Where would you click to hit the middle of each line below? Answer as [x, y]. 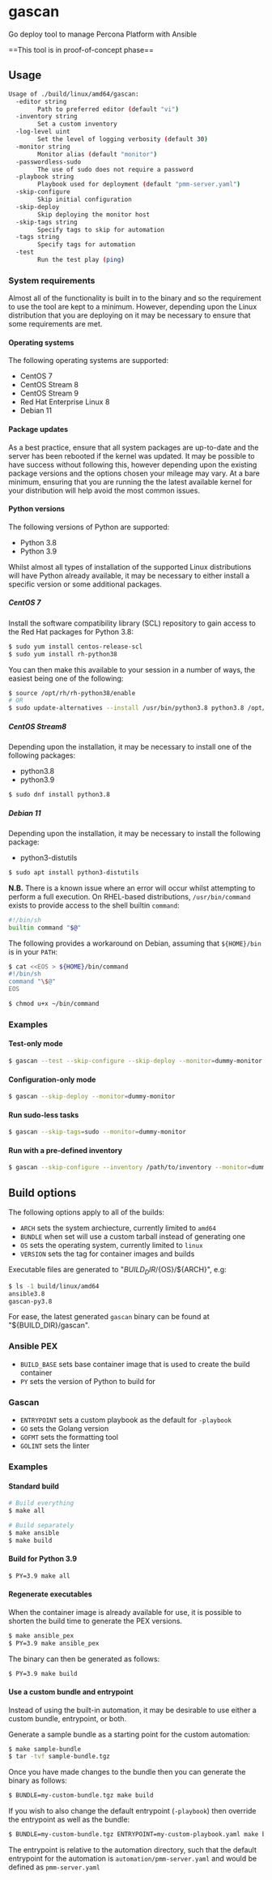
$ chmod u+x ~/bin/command [54, 1004]
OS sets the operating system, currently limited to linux [112, 1245]
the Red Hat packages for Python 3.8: [71, 631]
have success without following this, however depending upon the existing [133, 464]
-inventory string [47, 117]
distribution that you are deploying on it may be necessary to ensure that [130, 315]
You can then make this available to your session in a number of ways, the [132, 669]
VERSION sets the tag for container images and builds [107, 1254]
